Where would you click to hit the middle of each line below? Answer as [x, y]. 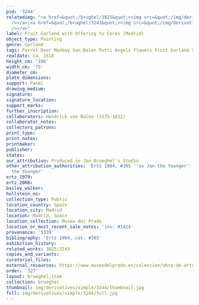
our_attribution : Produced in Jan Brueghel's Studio [73, 161]
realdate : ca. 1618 [30, 56]
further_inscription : [33, 111]
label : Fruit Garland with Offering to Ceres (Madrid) [75, 34]
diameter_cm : [22, 72]
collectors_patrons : [32, 128]
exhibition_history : [32, 243]
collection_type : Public [37, 199]
